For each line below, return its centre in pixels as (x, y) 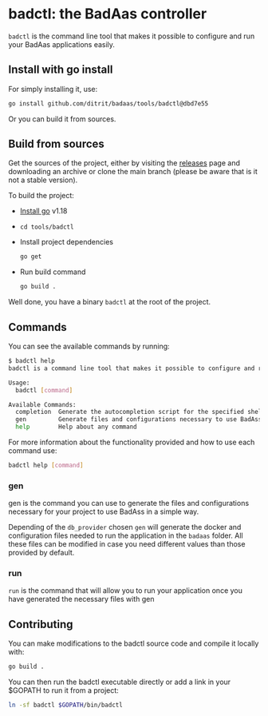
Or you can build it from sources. (62, 119)
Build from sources (57, 144)
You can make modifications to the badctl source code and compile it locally (134, 643)
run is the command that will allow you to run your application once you (126, 591)
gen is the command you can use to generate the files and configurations (129, 503)
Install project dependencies (67, 242)
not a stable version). (43, 180)
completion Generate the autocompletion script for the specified (130, 412)
